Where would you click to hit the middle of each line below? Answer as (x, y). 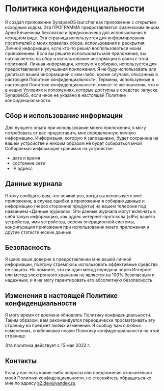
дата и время (26, 158)
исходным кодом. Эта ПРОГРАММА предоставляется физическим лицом (82, 27)
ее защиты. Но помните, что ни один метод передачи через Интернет (79, 270)
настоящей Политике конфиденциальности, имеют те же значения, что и (82, 84)
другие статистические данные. (39, 232)
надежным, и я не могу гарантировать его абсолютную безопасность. (79, 280)
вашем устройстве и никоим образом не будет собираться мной (74, 143)
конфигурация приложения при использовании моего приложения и (77, 227)
